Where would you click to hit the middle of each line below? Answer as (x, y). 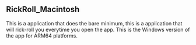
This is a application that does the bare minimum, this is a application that (94, 23)
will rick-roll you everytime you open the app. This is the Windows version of (98, 29)
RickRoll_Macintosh (43, 10)
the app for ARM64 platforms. (42, 35)
